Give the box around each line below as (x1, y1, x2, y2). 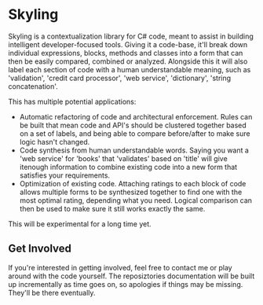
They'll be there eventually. (8, 288, 96, 297)
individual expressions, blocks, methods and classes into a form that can (8, 48, 243, 57)
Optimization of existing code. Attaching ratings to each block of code (19, 178, 247, 188)
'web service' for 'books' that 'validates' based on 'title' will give (19, 153, 228, 163)
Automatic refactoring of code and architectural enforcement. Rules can (19, 112, 253, 121)
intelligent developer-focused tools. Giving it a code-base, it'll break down (8, 39, 248, 49)
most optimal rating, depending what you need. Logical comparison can (19, 195, 253, 205)
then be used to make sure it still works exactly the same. (19, 204, 206, 213)
